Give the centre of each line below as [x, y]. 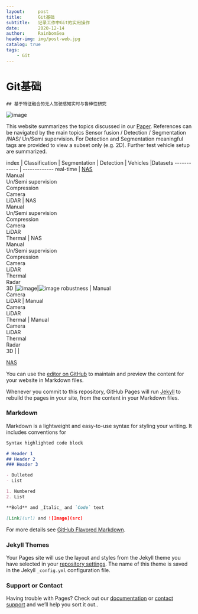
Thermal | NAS [24, 238]
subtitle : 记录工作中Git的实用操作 [48, 22]
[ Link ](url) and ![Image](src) [45, 518]
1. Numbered [21, 491]
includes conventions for [36, 432]
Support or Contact [35, 585]
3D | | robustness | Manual [59, 288]
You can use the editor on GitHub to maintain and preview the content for [95, 374]
